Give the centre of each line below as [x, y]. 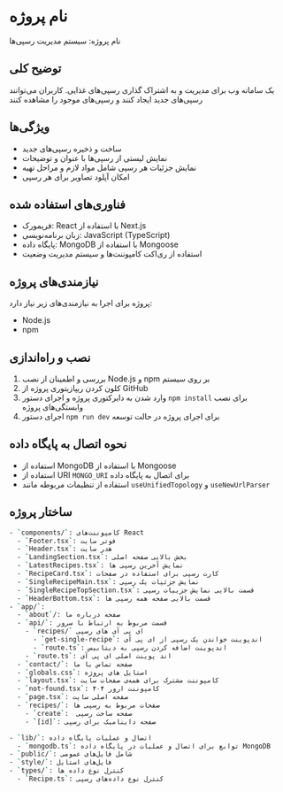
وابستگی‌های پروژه [53, 407]
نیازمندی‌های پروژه [54, 282]
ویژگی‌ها [30, 127]
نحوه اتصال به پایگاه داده [68, 444]
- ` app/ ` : [27, 607]
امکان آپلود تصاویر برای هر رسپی [76, 177]
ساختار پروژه [41, 512]
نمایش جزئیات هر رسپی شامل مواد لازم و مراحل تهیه [109, 167]
